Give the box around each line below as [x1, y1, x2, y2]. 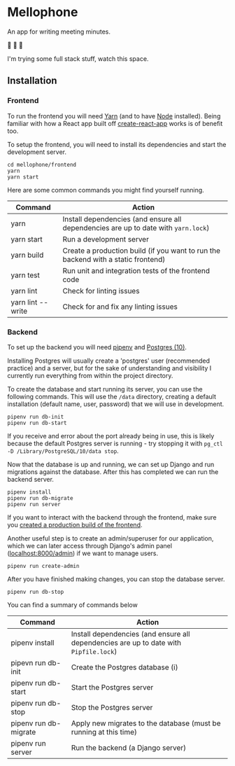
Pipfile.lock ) [71, 646, 117, 656]
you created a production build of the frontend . [7, 520, 143, 529]
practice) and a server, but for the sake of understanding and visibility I [7, 363, 212, 372]
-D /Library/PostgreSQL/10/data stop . [7, 446, 119, 455]
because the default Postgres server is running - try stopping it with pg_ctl [7, 439, 223, 447]
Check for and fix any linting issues [62, 302, 178, 312]
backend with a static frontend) [62, 254, 166, 264]
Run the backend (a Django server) [71, 743, 187, 753]
